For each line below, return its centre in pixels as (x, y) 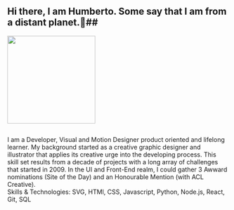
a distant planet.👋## (53, 23)
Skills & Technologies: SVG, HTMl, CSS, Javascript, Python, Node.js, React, (116, 192)
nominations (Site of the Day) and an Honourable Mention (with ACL (105, 177)
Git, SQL (19, 199)
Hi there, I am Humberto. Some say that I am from (117, 12)
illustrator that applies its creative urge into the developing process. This (112, 155)
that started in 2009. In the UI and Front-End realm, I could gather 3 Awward (117, 169)
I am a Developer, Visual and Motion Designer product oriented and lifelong (116, 139)
